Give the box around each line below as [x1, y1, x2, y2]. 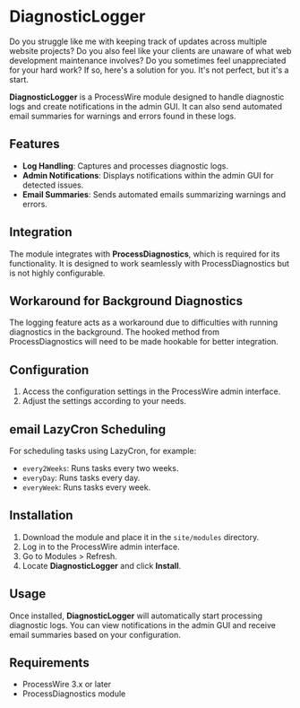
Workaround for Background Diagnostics [9, 293, 244, 309]
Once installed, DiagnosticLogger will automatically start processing [9, 610, 262, 621]
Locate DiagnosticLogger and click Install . [21, 560, 182, 571]
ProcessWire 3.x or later [21, 679, 112, 690]
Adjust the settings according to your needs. [21, 396, 186, 406]
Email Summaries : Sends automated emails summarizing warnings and [21, 188, 287, 199]
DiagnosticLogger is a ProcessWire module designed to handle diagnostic [9, 92, 285, 102]
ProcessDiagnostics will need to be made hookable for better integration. [9, 337, 279, 347]
